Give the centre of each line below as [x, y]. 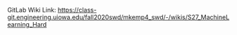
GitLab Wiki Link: [32, 10]
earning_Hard [27, 24]
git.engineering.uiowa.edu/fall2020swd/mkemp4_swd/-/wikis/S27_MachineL [119, 17]
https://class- [77, 10]
